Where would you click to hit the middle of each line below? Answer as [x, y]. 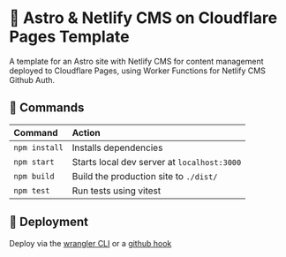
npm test [32, 190]
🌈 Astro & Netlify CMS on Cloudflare [143, 18]
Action [86, 132]
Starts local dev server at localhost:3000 [157, 162]
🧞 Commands [47, 108]
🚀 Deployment [49, 222]
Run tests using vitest [117, 191]
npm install [39, 147]
